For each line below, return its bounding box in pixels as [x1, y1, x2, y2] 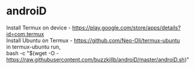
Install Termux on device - [6, 24, 71, 31]
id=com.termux [6, 30, 45, 37]
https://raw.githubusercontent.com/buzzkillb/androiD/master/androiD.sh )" [6, 56, 190, 63]
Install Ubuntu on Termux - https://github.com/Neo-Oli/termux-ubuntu [6, 37, 181, 44]
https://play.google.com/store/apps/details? [72, 24, 181, 31]
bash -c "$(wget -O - [6, 49, 59, 56]
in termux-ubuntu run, [6, 43, 61, 50]
